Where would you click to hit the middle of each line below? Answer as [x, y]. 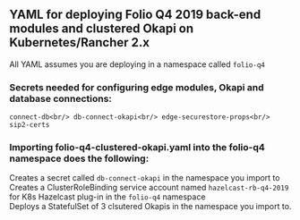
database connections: [60, 98]
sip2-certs [30, 125]
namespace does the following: [79, 158]
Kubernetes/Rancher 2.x [80, 42]
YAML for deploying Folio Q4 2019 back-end [135, 15]
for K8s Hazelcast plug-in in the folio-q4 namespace [107, 197]
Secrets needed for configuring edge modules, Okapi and [137, 87]
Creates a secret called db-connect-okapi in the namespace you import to [145, 178]
